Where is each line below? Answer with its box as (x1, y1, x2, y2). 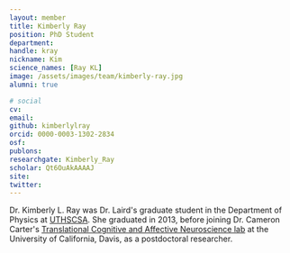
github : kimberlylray (9, 122, 91, 131)
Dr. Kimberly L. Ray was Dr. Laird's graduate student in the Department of (9, 204, 282, 216)
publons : (9, 147, 42, 156)
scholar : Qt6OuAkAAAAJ (9, 163, 95, 172)
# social (9, 96, 42, 105)
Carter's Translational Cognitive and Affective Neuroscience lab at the (9, 224, 269, 235)
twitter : (9, 180, 42, 189)
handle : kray (9, 47, 59, 56)
